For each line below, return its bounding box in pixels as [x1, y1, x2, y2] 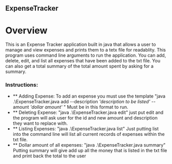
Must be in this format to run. [66, 104, 128, 110]
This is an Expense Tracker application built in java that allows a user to [5, 41, 156, 48]
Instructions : [5, 81, 39, 88]
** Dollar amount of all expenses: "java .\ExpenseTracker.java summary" [12, 142, 166, 148]
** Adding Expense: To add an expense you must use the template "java [12, 93, 166, 99]
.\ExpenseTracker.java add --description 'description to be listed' [12, 98, 150, 104]
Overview [5, 25, 48, 36]
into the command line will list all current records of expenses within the [12, 131, 165, 137]
